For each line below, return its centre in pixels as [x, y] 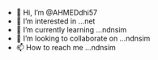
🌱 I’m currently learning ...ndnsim [71, 30]
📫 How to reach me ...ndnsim [66, 47]
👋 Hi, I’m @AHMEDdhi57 [57, 13]
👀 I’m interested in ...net [56, 21]
